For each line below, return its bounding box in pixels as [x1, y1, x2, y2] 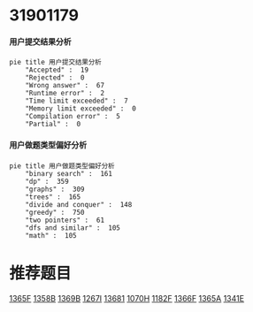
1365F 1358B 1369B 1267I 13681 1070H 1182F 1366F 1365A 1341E [9, 293, 245, 303]
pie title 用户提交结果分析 [9, 58, 102, 67]
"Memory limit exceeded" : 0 [25, 104, 137, 113]
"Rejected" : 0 [25, 73, 86, 82]
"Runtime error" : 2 [25, 89, 104, 98]
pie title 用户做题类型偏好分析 [9, 161, 115, 171]
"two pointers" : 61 [25, 216, 104, 224]
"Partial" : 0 [25, 120, 81, 129]
